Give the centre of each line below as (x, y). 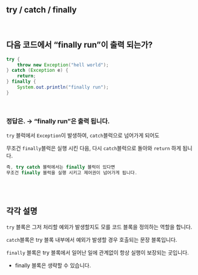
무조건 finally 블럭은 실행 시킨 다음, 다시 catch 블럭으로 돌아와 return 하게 (94, 148)
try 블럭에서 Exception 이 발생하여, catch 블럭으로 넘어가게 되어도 (83, 136)
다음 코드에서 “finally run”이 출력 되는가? (79, 45)
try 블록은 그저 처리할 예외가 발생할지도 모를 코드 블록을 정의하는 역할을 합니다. (99, 227)
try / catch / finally (42, 10)
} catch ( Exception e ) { (37, 71)
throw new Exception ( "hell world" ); (63, 65)
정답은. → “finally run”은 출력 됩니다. (58, 121)
